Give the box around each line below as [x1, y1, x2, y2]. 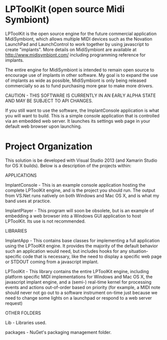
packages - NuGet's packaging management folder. [5, 329, 112, 335]
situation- [129, 248, 149, 254]
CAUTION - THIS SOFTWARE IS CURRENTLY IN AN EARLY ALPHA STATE [5, 92, 156, 98]
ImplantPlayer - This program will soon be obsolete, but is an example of [5, 207, 154, 213]
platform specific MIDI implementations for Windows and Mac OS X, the [5, 274, 153, 280]
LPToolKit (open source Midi [5, 3, 125, 15]
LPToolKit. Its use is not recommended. [5, 218, 86, 224]
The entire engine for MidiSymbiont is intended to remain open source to [5, 66, 155, 73]
